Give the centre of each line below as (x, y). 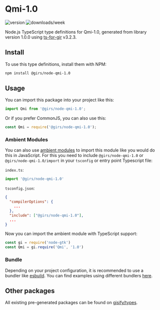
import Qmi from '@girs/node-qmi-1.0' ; (45, 109)
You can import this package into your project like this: (60, 100)
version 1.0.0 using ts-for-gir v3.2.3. (41, 37)
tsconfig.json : (20, 188)
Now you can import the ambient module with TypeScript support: (71, 234)
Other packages (30, 291)
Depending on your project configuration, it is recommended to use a (74, 270)
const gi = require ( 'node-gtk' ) (38, 243)
